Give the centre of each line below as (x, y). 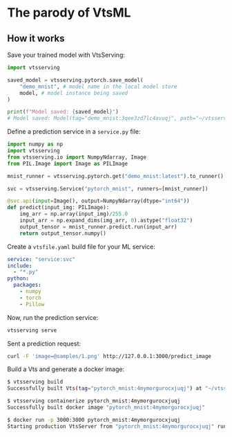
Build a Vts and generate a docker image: (66, 369)
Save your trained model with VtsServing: (66, 55)
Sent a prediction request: (44, 344)
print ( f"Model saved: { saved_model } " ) (63, 112)
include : (20, 266)
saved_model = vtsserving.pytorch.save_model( (75, 80)
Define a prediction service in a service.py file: (74, 132)
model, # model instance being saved (74, 93)
